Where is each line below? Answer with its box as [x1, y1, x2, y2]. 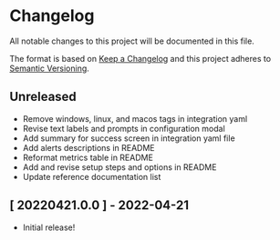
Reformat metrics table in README [22, 152, 153, 163]
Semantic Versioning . [9, 63, 89, 74]
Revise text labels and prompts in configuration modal [22, 123, 225, 134]
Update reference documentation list [22, 171, 161, 182]
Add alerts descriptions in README [22, 142, 155, 153]
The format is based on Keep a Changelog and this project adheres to [9, 53, 272, 64]
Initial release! [22, 222, 76, 233]
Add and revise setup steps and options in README [22, 161, 217, 173]
